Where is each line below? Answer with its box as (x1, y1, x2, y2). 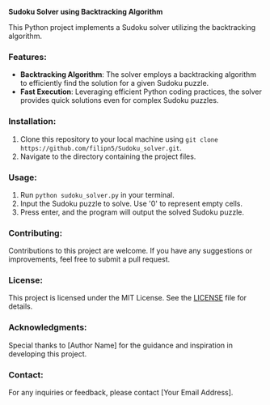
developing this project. (8, 348, 87, 359)
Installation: (8, 116, 57, 127)
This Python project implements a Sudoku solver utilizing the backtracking (8, 23, 256, 32)
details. (8, 301, 33, 311)
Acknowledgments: (8, 322, 87, 333)
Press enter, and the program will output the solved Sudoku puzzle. (19, 207, 245, 217)
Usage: (8, 172, 38, 183)
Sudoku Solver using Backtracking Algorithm (8, 7, 163, 16)
